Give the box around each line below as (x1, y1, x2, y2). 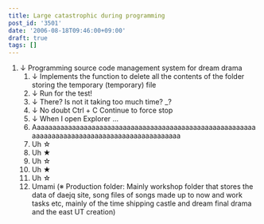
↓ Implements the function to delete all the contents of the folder (31, 72, 245, 81)
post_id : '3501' (8, 19, 62, 27)
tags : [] (8, 41, 37, 49)
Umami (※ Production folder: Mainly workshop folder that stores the (31, 182, 254, 191)
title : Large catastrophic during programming (8, 11, 165, 20)
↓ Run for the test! (31, 88, 93, 98)
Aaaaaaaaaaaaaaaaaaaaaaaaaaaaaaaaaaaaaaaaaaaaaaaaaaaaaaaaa (31, 123, 256, 132)
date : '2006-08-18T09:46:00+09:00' (8, 26, 126, 34)
